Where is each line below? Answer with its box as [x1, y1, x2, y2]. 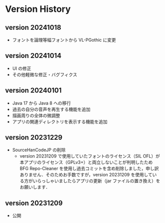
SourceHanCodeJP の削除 [12, 147, 66, 153]
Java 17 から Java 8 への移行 [12, 100, 71, 106]
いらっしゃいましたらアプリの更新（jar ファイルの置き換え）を [33, 178, 161, 184]
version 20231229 [5, 133, 63, 142]
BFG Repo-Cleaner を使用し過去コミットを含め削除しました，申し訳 [19, 166, 159, 171]
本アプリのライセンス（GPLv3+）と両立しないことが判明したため [19, 160, 153, 166]
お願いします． [19, 184, 50, 190]
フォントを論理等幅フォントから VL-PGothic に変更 [12, 37, 116, 43]
